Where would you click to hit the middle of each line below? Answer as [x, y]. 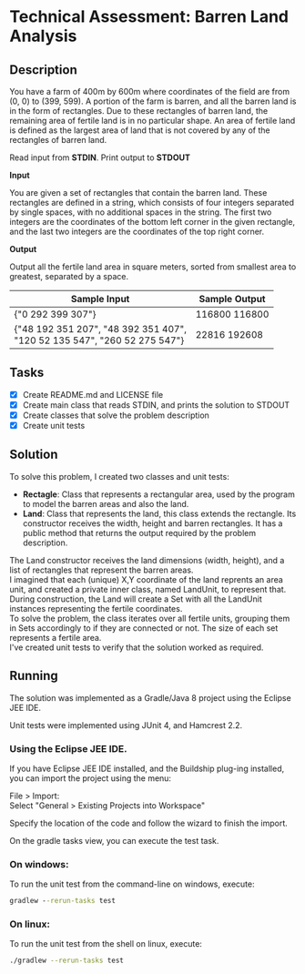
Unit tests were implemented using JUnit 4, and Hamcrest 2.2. [126, 725]
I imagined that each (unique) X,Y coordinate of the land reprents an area [147, 579]
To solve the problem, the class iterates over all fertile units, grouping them [150, 618]
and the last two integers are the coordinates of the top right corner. [137, 231]
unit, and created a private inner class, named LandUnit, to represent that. [148, 589]
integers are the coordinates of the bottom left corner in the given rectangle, [152, 222]
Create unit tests [54, 426]
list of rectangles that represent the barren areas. [102, 570]
